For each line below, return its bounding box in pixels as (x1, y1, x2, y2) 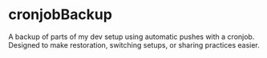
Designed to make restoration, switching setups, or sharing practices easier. (8, 40, 261, 49)
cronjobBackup (8, 6, 112, 24)
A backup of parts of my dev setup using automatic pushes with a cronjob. (8, 32, 255, 41)
